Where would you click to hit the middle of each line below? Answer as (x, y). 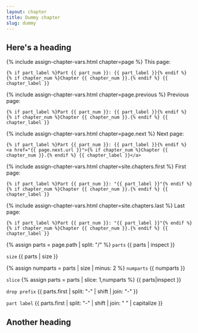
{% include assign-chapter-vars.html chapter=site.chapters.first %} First (96, 167)
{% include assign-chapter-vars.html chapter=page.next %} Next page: (95, 134)
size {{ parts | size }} (32, 257)
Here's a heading (39, 47)
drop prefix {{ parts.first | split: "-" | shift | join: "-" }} (72, 291)
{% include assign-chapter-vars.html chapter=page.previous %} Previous (98, 95)
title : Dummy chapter (33, 17)
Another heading (39, 322)
